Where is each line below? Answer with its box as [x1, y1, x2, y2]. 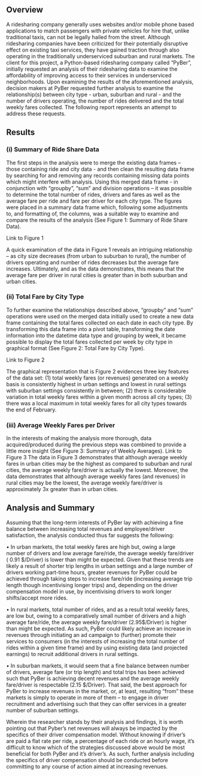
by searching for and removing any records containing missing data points [6, 172, 190, 179]
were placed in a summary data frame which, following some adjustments [6, 203, 188, 210]
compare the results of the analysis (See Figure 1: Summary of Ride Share [6, 216, 188, 224]
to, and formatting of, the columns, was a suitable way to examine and [6, 210, 179, 217]
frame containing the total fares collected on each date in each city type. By [6, 319, 193, 326]
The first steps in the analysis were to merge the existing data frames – [6, 159, 181, 166]
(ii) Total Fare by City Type [6, 293, 84, 301]
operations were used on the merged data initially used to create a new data [6, 312, 194, 320]
